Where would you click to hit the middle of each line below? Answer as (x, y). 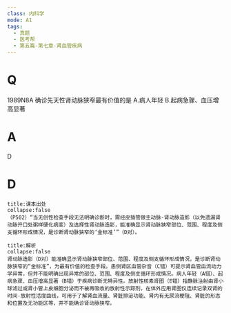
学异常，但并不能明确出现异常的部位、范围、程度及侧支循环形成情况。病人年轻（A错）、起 (115, 274)
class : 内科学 (26, 14)
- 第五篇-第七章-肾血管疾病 (48, 46)
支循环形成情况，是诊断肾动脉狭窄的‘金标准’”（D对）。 (74, 232)
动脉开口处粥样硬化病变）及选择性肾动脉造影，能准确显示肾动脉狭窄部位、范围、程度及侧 (115, 225)
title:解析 (22, 245)
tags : (15, 26)
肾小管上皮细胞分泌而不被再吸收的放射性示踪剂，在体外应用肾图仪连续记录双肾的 (125, 288)
